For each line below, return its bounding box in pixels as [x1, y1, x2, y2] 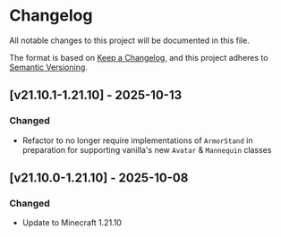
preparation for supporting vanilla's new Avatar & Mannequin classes [21, 144, 272, 155]
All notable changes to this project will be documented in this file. [9, 35, 251, 46]
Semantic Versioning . [9, 62, 88, 72]
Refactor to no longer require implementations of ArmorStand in [21, 135, 253, 146]
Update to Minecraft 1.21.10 [21, 217, 123, 228]
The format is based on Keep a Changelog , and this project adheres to [9, 52, 268, 63]
